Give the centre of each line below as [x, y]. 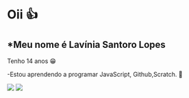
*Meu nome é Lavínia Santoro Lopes [86, 44]
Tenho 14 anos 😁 [32, 61]
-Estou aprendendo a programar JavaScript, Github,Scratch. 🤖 [95, 74]
